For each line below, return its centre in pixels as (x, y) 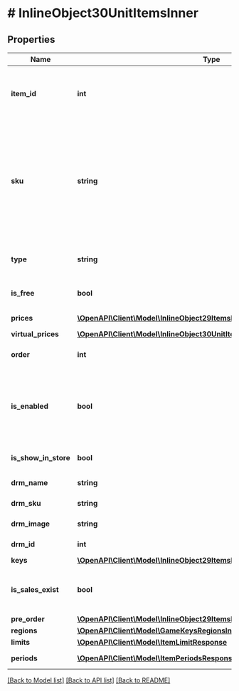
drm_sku (26, 503)
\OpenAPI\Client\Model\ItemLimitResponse (152, 642)
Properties (31, 40)
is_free (23, 293)
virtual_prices (35, 334)
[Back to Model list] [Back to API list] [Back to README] (89, 680)
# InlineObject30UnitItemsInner (103, 13)
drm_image (31, 524)
